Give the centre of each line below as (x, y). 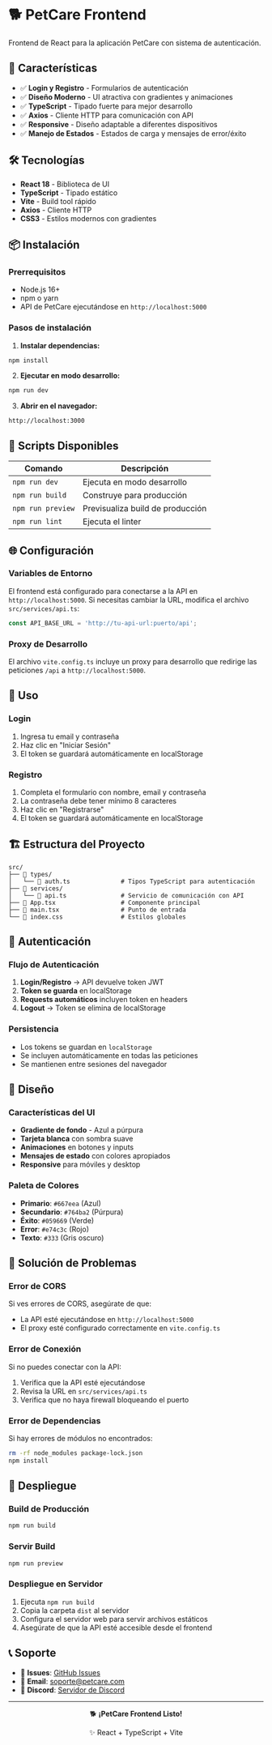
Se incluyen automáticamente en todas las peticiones (109, 1055)
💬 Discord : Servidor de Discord (72, 1690)
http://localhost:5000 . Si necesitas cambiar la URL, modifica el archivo (129, 599)
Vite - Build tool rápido (58, 201)
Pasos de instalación (50, 328)
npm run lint (38, 522)
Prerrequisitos (37, 271)
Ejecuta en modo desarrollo (135, 482)
